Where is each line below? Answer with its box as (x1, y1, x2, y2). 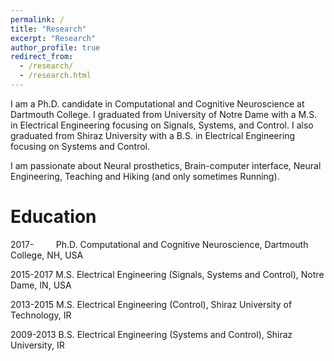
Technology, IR (10, 309, 72, 321)
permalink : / (10, 14, 65, 25)
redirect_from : (10, 52, 74, 62)
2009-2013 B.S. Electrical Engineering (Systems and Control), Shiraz (10, 328, 293, 340)
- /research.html (19, 71, 92, 81)
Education (10, 206, 97, 228)
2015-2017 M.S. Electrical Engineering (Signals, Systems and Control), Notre (10, 268, 325, 280)
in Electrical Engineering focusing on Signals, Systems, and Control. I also (10, 119, 314, 131)
